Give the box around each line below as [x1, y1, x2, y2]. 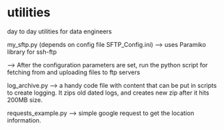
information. [7, 116, 42, 124]
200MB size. [7, 95, 43, 103]
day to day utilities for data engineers [7, 27, 112, 35]
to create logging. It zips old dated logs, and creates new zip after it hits [7, 88, 210, 97]
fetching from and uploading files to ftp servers [7, 68, 140, 76]
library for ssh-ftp [7, 48, 57, 56]
